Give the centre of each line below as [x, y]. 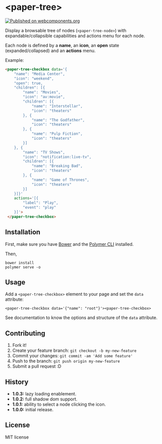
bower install [20, 263]
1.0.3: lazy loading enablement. [44, 394]
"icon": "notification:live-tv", [57, 157]
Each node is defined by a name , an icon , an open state [62, 45]
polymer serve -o [23, 267]
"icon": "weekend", [34, 78]
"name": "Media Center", [40, 74]
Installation [23, 232]
